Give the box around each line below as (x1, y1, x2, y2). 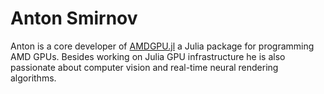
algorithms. (10, 72, 57, 84)
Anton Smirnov (10, 7, 138, 30)
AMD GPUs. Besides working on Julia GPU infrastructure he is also (10, 50, 286, 62)
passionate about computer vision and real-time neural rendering (10, 61, 279, 73)
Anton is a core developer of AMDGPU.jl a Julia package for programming (10, 40, 315, 52)
